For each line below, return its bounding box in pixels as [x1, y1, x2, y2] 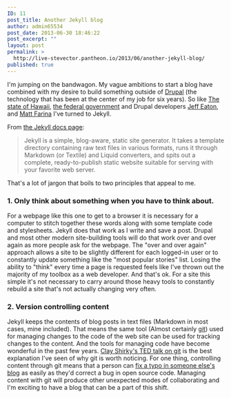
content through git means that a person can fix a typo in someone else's [7, 362, 215, 370]
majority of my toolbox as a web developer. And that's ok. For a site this [7, 270, 210, 278]
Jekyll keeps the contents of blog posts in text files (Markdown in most [7, 317, 208, 326]
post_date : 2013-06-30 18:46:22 [7, 29, 100, 36]
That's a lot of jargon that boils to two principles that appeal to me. [7, 178, 197, 187]
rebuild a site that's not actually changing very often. [7, 284, 157, 293]
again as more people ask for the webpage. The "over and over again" [7, 240, 207, 249]
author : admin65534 [7, 23, 63, 30]
